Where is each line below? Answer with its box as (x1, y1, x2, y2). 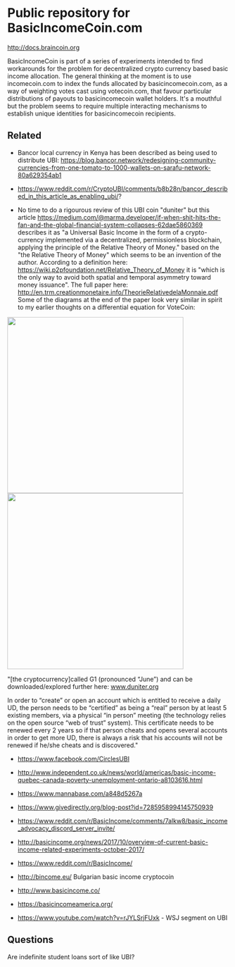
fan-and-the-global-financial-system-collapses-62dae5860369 (17, 220, 203, 229)
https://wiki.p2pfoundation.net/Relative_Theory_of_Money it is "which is (17, 266, 225, 274)
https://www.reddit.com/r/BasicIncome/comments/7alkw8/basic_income (17, 816, 228, 825)
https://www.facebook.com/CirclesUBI (17, 754, 130, 763)
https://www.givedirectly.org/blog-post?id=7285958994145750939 (17, 803, 213, 811)
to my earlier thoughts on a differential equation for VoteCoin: (17, 303, 196, 311)
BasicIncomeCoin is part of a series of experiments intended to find (7, 56, 203, 65)
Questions (7, 934, 54, 946)
